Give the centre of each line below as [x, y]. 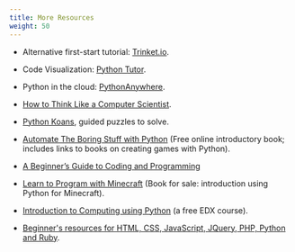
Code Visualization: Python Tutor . [84, 69]
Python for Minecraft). [63, 193]
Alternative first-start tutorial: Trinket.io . [95, 51]
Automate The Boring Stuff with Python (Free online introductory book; [153, 139]
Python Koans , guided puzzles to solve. [95, 121]
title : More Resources [52, 18]
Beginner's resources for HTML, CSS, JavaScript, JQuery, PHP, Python [154, 228]
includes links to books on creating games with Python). [126, 148]
